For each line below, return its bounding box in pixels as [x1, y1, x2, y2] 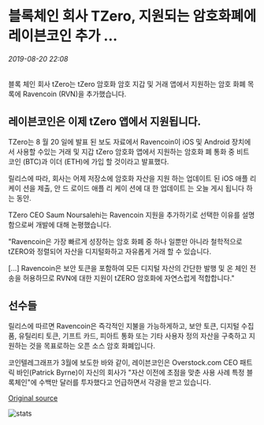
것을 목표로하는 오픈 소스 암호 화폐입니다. [28, 341, 156, 351]
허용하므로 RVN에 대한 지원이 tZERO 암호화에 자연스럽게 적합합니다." [22, 273, 235, 283]
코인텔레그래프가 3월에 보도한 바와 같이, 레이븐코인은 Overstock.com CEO [8, 358, 239, 367]
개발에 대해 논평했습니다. [35, 220, 112, 230]
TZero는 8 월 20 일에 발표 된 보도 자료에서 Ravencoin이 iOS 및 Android [8, 137, 230, 147]
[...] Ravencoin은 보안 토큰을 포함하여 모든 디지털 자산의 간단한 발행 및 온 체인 [8, 264, 248, 273]
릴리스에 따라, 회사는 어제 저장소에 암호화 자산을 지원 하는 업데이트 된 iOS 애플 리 [8, 174, 257, 183]
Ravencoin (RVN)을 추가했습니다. [22, 89, 127, 99]
